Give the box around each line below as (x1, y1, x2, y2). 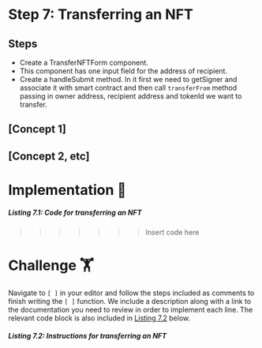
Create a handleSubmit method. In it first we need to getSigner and (19, 75, 238, 84)
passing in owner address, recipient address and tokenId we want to (19, 92, 242, 100)
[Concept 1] (8, 122, 67, 136)
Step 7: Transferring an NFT (8, 6, 193, 24)
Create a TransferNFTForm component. (19, 58, 148, 67)
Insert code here (145, 227, 200, 237)
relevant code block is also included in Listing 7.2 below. (8, 313, 191, 323)
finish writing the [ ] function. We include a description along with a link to (8, 296, 252, 305)
